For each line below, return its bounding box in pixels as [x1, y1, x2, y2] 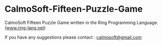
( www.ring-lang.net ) [4, 24, 46, 30]
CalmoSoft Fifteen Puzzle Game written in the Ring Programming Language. [4, 20, 159, 25]
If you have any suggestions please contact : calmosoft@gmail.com [4, 34, 142, 40]
